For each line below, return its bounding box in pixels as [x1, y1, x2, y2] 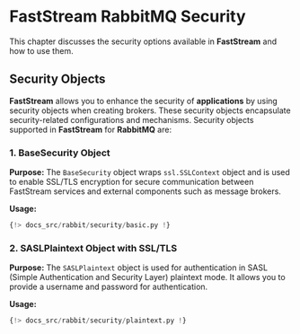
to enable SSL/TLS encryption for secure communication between [9, 177, 254, 188]
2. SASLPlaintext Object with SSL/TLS [9, 242, 178, 254]
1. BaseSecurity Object [9, 146, 110, 159]
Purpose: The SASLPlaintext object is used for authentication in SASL [9, 262, 268, 273]
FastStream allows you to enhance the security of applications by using [9, 95, 278, 106]
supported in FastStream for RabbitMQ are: [9, 124, 172, 135]
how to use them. [9, 45, 74, 56]
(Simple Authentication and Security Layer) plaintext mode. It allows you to [9, 272, 286, 283]
